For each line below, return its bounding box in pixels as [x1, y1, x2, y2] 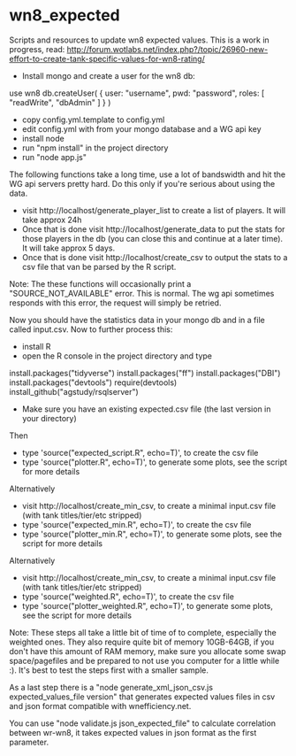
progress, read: [9, 43, 65, 54]
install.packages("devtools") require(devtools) [9, 377, 178, 388]
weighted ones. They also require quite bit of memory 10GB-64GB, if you [9, 636, 275, 647]
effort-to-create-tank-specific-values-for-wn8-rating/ [9, 53, 205, 64]
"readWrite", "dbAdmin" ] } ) [9, 96, 111, 107]
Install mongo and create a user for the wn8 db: [21, 70, 196, 81]
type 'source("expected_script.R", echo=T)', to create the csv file [21, 447, 259, 458]
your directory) [21, 413, 77, 423]
